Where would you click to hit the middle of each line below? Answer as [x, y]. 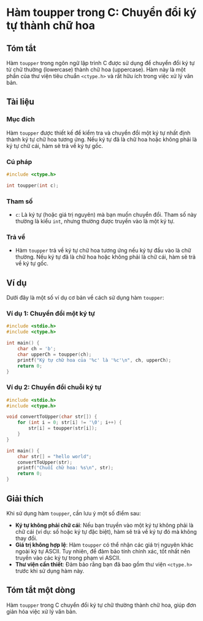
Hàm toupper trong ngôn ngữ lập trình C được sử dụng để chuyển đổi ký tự [101, 63]
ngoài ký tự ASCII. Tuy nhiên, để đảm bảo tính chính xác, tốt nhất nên [103, 551]
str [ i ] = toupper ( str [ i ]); [63, 428]
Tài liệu [21, 102]
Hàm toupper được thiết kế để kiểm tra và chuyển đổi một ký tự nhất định [98, 133]
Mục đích [21, 119]
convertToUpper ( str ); [45, 462]
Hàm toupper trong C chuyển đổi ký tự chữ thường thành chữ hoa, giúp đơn [101, 605]
